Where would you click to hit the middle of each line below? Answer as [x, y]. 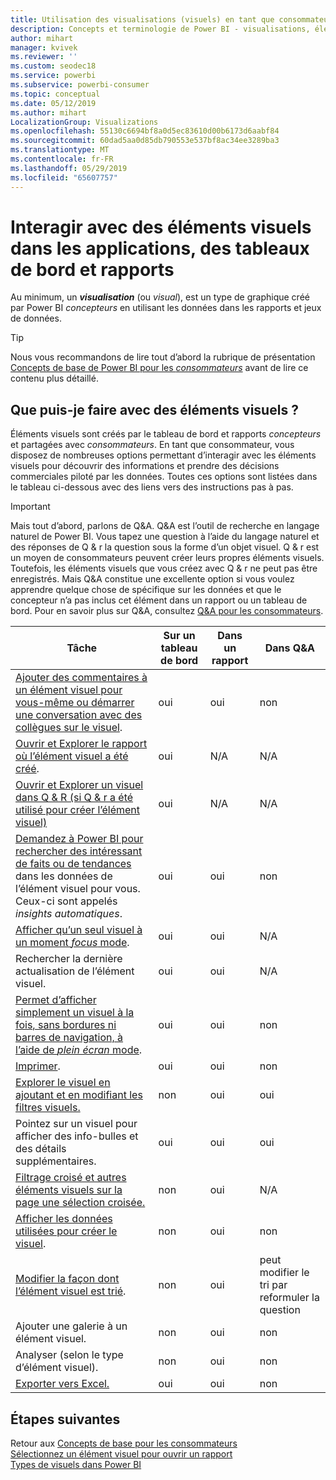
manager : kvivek [44, 47]
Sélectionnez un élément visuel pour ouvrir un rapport [121, 1454]
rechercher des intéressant [79, 851]
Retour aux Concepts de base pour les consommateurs [124, 1443]
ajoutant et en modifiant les [79, 1095]
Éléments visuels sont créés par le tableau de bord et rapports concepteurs [166, 434]
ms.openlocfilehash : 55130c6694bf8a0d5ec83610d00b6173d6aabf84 [145, 131]
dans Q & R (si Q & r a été [74, 798]
